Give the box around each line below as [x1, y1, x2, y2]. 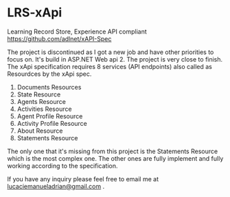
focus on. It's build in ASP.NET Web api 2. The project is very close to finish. [7, 55, 223, 63]
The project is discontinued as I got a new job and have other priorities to [7, 48, 214, 56]
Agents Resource [16, 97, 67, 105]
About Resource [16, 127, 63, 135]
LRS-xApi [7, 5, 62, 21]
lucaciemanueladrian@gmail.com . [7, 182, 105, 190]
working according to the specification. [7, 161, 118, 170]
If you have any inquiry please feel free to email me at [7, 174, 159, 183]
